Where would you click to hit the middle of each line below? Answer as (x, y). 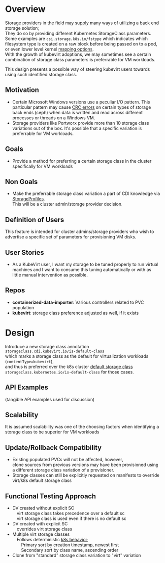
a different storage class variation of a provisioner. (63, 470)
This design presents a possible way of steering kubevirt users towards (78, 69)
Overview (25, 9)
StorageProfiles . (29, 199)
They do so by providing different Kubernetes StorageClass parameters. (78, 33)
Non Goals (21, 182)
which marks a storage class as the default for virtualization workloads (77, 356)
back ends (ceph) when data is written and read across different (77, 112)
